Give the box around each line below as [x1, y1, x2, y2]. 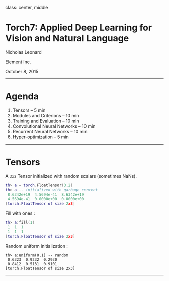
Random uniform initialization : [5, 243, 68, 249]
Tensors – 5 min [12, 107, 46, 113]
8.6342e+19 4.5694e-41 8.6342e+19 [7, 192, 84, 197]
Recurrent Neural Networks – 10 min [12, 128, 88, 134]
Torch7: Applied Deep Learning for [5, 22, 152, 33]
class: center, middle [5, 5, 48, 10]
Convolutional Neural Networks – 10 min [12, 123, 96, 129]
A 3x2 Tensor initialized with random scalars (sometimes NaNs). [5, 173, 137, 179]
